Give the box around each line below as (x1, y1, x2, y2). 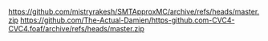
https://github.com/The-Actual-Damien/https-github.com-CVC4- (19, 15, 235, 25)
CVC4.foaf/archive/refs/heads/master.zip (8, 24, 144, 33)
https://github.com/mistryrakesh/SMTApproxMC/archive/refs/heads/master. (8, 7, 260, 16)
